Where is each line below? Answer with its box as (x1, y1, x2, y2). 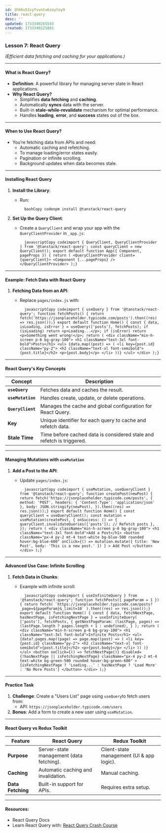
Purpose (7, 752, 28, 759)
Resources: (5, 806, 29, 812)
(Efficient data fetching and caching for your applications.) (5, 53, 125, 60)
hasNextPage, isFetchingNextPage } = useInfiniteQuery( (19, 614, 137, 620)
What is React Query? (5, 70, 51, 76)
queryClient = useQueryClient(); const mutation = (19, 513, 126, 518)
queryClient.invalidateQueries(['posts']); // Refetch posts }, (19, 522, 155, 527)
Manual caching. (101, 769, 139, 776)
